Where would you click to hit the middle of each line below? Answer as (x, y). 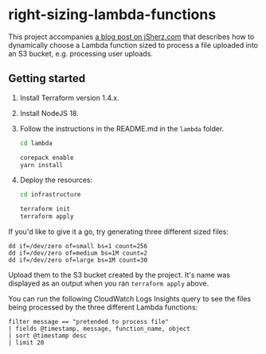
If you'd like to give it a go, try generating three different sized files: (119, 231)
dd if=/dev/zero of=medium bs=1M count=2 (78, 253)
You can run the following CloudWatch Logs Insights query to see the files (130, 299)
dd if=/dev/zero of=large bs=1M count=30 (78, 260)
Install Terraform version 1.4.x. (69, 98)
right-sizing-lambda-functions (112, 15)
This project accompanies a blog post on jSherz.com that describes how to (131, 37)
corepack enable (47, 158)
